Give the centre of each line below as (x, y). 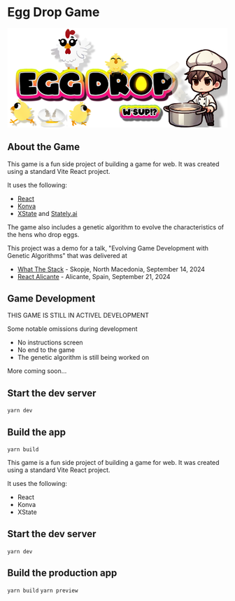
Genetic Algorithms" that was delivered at (67, 255)
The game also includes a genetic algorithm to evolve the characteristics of (116, 227)
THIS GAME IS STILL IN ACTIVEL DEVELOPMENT (78, 316)
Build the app (37, 432)
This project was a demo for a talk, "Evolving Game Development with (108, 248)
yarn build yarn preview (43, 590)
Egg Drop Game (54, 12)
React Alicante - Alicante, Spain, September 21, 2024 (94, 276)
